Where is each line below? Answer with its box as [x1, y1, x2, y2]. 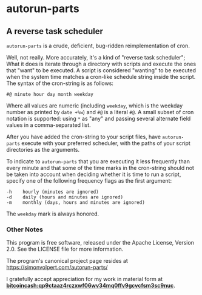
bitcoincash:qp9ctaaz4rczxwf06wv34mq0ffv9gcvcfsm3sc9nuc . [6, 282, 176, 290]
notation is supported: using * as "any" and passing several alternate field [6, 115, 191, 122]
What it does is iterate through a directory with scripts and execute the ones [6, 60, 196, 67]
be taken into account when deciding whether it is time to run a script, [6, 171, 181, 178]
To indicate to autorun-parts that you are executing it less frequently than [6, 158, 190, 165]
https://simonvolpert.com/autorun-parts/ [6, 263, 108, 271]
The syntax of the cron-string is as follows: [6, 80, 114, 87]
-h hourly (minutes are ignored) [6, 189, 99, 195]
